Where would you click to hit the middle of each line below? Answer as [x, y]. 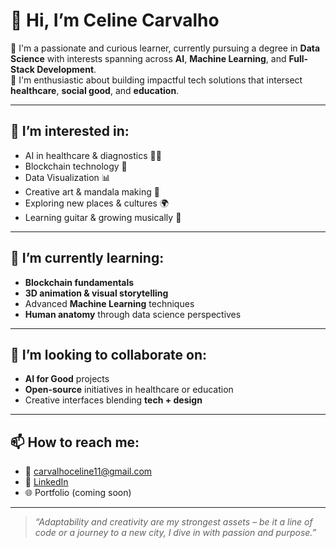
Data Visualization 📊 [67, 177]
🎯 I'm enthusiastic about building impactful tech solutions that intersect [156, 80]
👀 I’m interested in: [70, 131]
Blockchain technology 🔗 [76, 166]
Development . [66, 69]
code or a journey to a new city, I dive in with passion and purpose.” [175, 533]
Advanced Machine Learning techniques [109, 303]
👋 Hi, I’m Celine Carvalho [115, 20]
